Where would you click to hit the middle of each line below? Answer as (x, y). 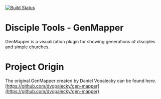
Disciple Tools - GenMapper (64, 28)
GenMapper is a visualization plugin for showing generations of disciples (80, 41)
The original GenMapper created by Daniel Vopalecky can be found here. (81, 81)
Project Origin (35, 67)
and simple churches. (28, 47)
